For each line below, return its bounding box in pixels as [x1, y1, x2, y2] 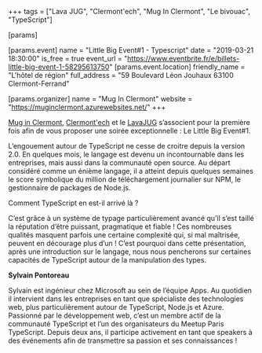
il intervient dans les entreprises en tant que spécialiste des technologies [8, 294, 244, 303]
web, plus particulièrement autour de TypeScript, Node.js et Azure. [8, 303, 224, 311]
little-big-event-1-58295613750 [8, 62, 110, 72]
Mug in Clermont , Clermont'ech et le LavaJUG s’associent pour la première [8, 118, 251, 127]
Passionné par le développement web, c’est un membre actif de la [8, 311, 221, 320]
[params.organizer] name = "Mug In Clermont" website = [8, 94, 193, 103]
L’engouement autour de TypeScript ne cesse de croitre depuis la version [8, 142, 246, 150]
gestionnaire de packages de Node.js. [8, 183, 131, 192]
